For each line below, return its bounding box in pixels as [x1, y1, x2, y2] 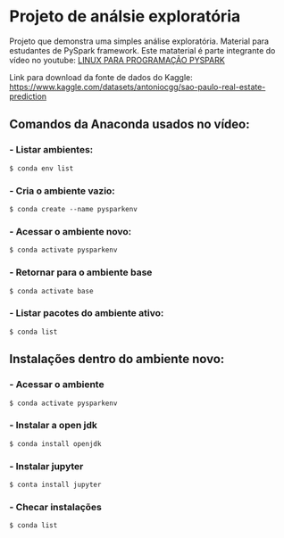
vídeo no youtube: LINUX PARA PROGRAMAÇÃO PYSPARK [9, 54, 225, 65]
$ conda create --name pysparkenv [9, 204, 138, 213]
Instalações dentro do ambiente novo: [9, 352, 225, 367]
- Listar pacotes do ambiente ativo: [9, 307, 164, 319]
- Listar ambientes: [9, 144, 94, 156]
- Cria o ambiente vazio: [9, 185, 116, 197]
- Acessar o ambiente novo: [9, 225, 132, 237]
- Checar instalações [9, 501, 103, 514]
